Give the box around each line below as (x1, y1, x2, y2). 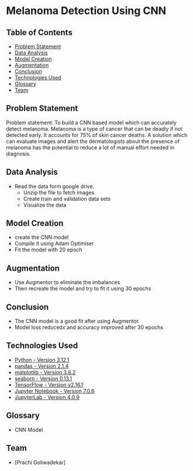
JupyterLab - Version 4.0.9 (14, 394, 80, 401)
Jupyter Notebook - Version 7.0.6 (14, 387, 95, 394)
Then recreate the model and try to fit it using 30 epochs (14, 285, 151, 292)
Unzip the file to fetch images (23, 189, 95, 196)
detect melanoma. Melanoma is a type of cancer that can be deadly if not (6, 125, 183, 132)
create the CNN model (14, 234, 69, 241)
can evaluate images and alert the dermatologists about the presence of (6, 138, 180, 145)
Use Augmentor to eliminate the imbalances (14, 279, 120, 286)
